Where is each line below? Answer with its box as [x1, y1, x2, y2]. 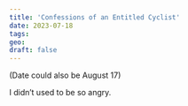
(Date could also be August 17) [9, 70, 121, 80]
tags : [9, 29, 29, 38]
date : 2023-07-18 [9, 21, 74, 30]
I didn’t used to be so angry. [9, 87, 112, 98]
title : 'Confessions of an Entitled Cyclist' [9, 12, 180, 22]
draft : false [9, 46, 58, 55]
